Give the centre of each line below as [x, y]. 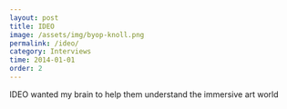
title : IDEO [32, 26]
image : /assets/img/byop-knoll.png [77, 35]
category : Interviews [51, 52]
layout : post [34, 18]
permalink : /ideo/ [44, 43]
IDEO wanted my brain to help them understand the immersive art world [144, 94]
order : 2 [26, 69]
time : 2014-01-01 [42, 60]
